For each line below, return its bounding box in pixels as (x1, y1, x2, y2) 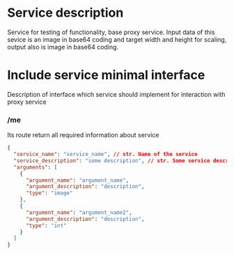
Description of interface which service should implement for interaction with (7, 90, 226, 98)
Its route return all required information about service (7, 131, 159, 139)
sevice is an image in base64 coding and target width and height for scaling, (7, 35, 227, 43)
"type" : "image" (25, 190, 73, 196)
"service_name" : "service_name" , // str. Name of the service (13, 151, 198, 158)
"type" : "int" (25, 222, 68, 229)
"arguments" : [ (13, 164, 58, 171)
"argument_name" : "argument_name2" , (25, 209, 132, 216)
